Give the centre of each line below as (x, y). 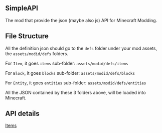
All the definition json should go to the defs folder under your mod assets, (81, 48)
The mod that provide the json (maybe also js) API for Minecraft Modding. (81, 20)
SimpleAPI (22, 8)
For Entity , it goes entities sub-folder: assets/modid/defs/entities (76, 83)
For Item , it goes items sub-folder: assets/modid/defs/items (67, 63)
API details (23, 114)
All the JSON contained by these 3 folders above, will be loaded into (76, 92)
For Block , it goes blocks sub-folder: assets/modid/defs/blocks (70, 73)
